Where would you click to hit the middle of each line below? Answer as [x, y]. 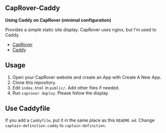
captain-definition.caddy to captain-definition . [56, 126]
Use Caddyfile [28, 109]
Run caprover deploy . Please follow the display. [61, 93]
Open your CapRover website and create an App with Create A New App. [87, 77]
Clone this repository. [34, 82]
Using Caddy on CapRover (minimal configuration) [58, 20]
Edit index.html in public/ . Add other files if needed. [66, 88]
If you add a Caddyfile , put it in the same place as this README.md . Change [80, 120]
